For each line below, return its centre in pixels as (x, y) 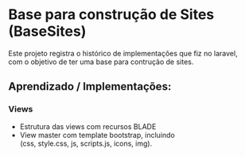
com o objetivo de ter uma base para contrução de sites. (101, 62)
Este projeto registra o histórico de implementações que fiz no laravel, (123, 53)
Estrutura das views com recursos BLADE (88, 126)
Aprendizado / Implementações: (90, 87)
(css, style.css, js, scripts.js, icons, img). (86, 143)
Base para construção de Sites (111, 15)
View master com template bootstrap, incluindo (97, 135)
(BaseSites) (47, 31)
